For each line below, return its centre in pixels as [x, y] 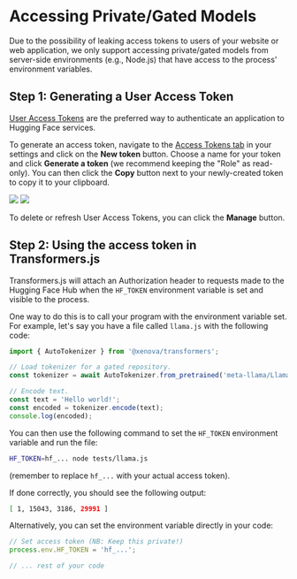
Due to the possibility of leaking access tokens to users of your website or [144, 41]
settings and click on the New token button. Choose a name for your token [145, 154]
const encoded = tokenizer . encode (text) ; [87, 408]
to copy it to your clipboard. [60, 182]
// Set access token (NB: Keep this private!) [96, 542]
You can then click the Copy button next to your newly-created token [158, 172]
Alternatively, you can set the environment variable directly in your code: [141, 526]
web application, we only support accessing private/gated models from [139, 50]
